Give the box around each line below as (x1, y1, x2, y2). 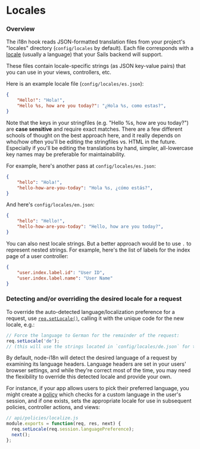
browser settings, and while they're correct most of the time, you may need (6, 367, 191, 374)
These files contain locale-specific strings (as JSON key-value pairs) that (6, 62, 186, 70)
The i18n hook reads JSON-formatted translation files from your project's (6, 38, 186, 45)
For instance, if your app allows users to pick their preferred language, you (6, 385, 189, 392)
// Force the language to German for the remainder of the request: (6, 332, 180, 338)
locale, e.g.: (6, 321, 35, 328)
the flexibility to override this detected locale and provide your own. (6, 373, 172, 381)
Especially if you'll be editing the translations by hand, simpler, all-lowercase (6, 144, 193, 152)
